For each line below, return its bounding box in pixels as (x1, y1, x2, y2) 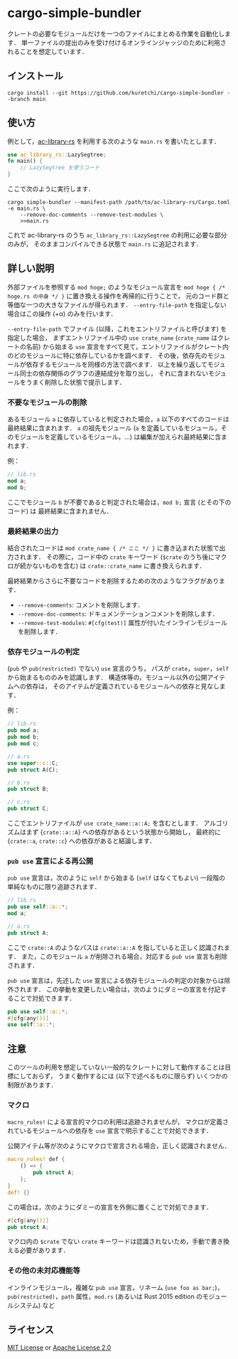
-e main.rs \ (7, 205, 46, 213)
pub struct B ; (7, 786, 50, 793)
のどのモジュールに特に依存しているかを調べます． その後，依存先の (7, 351, 207, 360)
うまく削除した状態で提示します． (26, 378, 126, 386)
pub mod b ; (7, 734, 40, 741)
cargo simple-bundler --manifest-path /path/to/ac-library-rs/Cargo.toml (7, 199, 231, 206)
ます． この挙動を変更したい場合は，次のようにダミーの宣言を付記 (26, 985, 221, 993)
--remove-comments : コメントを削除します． (17, 601, 144, 609)
